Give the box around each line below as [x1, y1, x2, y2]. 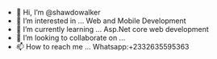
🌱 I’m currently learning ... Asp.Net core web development [15, 25, 209, 33]
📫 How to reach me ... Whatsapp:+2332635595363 [15, 42, 190, 51]
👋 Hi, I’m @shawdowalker [15, 8, 101, 17]
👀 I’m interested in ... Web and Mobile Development [15, 16, 187, 26]
